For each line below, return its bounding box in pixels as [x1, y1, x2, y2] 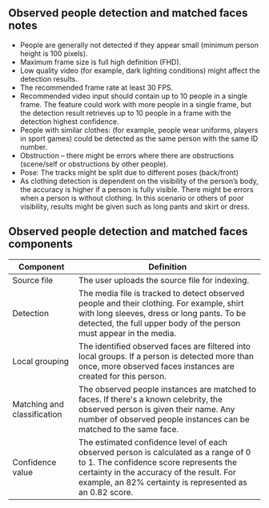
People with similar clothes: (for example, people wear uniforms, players [19, 125, 259, 134]
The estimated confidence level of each [78, 436, 228, 447]
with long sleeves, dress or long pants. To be [78, 307, 247, 318]
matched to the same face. [78, 423, 179, 434]
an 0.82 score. [78, 486, 134, 498]
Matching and [12, 398, 64, 410]
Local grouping [12, 355, 70, 366]
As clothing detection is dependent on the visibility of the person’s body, [19, 176, 259, 186]
